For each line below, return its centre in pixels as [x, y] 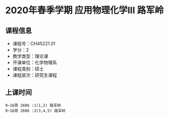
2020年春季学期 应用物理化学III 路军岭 [84, 10]
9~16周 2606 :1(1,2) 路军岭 [33, 105]
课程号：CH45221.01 [34, 44]
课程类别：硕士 [28, 69]
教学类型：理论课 [30, 56]
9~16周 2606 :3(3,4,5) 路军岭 [35, 111]
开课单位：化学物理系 [35, 63]
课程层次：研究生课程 [35, 75]
